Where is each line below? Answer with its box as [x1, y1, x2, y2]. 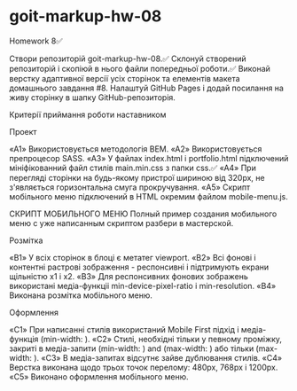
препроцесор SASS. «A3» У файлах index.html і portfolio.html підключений [9, 152, 289, 163]
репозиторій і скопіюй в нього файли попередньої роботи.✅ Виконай [9, 63, 270, 74]
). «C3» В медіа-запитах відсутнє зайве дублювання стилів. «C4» [34, 352, 282, 363]
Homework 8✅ [9, 35, 64, 46]
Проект [9, 126, 37, 137]
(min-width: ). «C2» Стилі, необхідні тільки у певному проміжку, [40, 333, 282, 344]
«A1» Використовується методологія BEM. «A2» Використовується [9, 144, 262, 154]
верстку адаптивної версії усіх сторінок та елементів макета [9, 73, 241, 83]
